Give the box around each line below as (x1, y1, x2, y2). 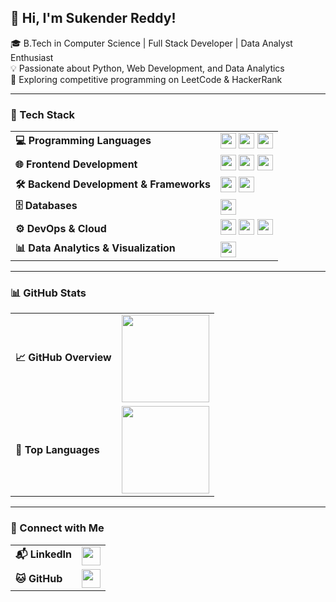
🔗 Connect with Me (10, 521, 105, 535)
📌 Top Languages (15, 443, 100, 457)
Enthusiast (10, 51, 54, 63)
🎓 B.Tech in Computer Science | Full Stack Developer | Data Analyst (10, 37, 293, 49)
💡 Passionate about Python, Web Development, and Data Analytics (10, 62, 285, 74)
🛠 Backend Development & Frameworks (15, 177, 212, 191)
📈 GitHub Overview (15, 350, 112, 364)
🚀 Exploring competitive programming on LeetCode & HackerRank (10, 73, 283, 85)
